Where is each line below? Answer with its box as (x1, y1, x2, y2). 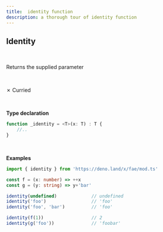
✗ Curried (6, 87, 31, 94)
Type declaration (6, 109, 49, 117)
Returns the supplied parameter (6, 64, 84, 71)
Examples (6, 154, 32, 161)
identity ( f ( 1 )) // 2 (6, 215, 102, 221)
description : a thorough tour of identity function (6, 14, 137, 20)
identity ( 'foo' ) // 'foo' (6, 199, 113, 205)
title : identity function (6, 8, 73, 15)
